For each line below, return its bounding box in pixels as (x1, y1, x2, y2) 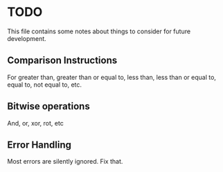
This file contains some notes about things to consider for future (7, 27, 191, 35)
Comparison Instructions (7, 55, 118, 67)
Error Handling (7, 139, 71, 150)
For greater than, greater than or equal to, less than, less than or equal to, (7, 73, 217, 81)
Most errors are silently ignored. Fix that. (7, 157, 123, 166)
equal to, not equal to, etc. (7, 80, 82, 89)
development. (7, 34, 46, 42)
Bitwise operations (7, 101, 90, 112)
